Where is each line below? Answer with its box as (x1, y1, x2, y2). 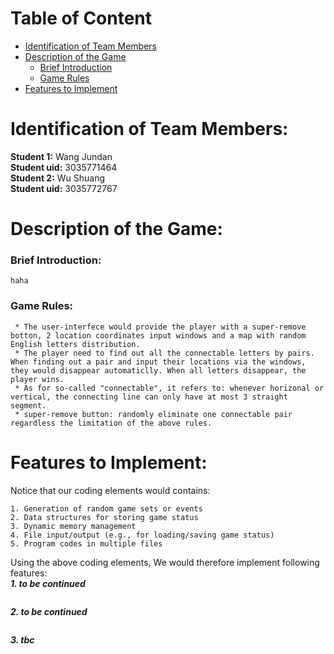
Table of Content (10, 7, 153, 30)
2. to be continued (10, 605, 88, 617)
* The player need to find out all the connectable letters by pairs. (14, 348, 315, 358)
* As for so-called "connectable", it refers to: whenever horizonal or (14, 383, 325, 393)
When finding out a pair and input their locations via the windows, (10, 357, 307, 367)
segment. (10, 400, 47, 411)
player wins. (10, 374, 65, 384)
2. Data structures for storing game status (10, 512, 199, 522)
